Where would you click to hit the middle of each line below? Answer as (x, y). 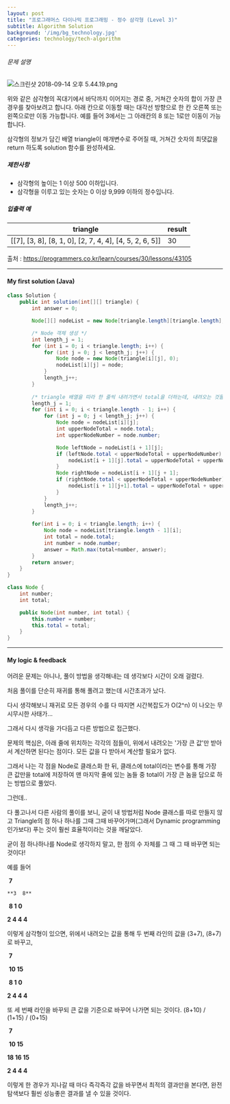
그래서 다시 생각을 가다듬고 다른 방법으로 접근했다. (74, 728)
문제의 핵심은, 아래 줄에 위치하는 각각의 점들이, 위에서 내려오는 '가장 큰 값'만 (108, 743)
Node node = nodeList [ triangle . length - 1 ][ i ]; (113, 531)
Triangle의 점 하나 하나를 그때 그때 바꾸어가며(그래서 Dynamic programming (117, 821)
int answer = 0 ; (55, 309)
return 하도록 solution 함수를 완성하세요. (62, 147)
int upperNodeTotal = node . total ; (105, 429)
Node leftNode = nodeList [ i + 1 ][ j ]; (110, 447)
